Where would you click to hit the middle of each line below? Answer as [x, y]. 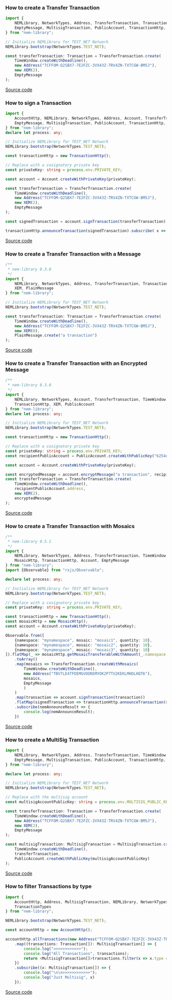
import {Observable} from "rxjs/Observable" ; [55, 570]
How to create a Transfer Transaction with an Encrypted [76, 363]
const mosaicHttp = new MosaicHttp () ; [47, 622]
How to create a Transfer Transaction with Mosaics [70, 526]
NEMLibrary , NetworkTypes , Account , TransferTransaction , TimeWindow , [91, 399]
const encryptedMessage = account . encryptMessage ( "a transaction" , [79, 474]
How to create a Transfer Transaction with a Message [73, 254]
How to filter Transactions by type [49, 887]
